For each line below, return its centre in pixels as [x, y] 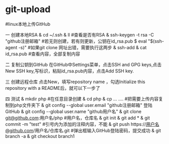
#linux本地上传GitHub [28, 24]
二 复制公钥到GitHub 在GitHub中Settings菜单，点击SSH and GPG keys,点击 [83, 64]
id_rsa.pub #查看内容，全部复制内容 [43, 54]
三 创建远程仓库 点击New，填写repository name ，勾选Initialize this [75, 82]
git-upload [28, 9]
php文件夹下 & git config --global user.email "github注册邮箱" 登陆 [83, 105]
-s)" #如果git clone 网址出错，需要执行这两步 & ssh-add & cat [83, 47]
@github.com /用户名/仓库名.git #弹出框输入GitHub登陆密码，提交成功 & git [83, 130]
